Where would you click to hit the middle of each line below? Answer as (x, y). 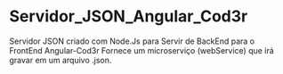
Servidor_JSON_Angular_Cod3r (129, 16)
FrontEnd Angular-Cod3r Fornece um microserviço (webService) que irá (141, 50)
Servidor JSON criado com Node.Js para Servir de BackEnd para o (132, 41)
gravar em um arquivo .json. (61, 60)
